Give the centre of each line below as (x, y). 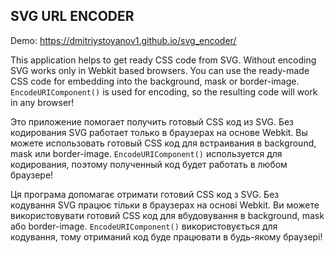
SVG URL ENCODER (72, 16)
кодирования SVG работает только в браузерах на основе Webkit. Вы (159, 132)
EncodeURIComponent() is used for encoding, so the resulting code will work (164, 91)
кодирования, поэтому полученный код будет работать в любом (149, 164)
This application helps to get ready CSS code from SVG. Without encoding (163, 60)
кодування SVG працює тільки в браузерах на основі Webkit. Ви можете (165, 205)
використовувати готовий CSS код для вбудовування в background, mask (167, 215)
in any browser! (42, 102)
